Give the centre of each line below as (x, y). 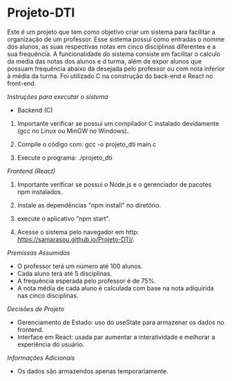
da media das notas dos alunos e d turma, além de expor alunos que (105, 61)
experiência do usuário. (51, 344)
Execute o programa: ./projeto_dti (65, 158)
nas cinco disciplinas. (48, 295)
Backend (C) (35, 110)
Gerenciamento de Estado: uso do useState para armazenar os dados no (120, 322)
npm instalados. (40, 192)
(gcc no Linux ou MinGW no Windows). (73, 131)
